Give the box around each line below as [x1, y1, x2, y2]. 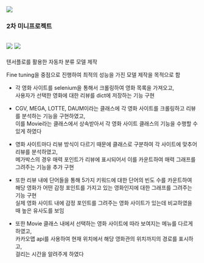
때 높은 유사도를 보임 [15, 207, 65, 214]
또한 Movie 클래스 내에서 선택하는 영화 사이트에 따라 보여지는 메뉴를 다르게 [15, 220, 193, 227]
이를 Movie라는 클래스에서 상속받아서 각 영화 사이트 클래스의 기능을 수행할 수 [15, 120, 198, 127]
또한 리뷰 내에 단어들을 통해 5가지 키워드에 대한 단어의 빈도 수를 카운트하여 [15, 176, 192, 184]
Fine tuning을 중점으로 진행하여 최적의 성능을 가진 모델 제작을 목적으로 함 [6, 71, 181, 78]
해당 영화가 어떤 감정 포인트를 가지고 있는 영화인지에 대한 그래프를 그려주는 [15, 184, 193, 191]
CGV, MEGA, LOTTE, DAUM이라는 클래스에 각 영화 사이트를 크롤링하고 [15, 104, 185, 112]
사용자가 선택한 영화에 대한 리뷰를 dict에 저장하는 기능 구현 [15, 92, 155, 99]
